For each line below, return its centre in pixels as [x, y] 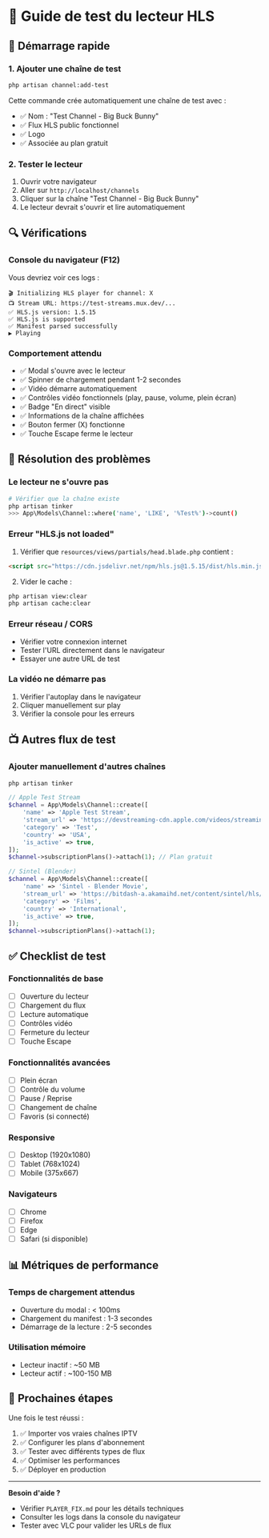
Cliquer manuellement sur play [70, 705]
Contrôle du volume [52, 1089]
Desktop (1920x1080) [55, 1155]
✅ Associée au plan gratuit [64, 142]
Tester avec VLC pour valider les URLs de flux [96, 1525]
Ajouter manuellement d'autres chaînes [87, 767]
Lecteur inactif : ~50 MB [60, 1364]
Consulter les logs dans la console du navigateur [100, 1516]
